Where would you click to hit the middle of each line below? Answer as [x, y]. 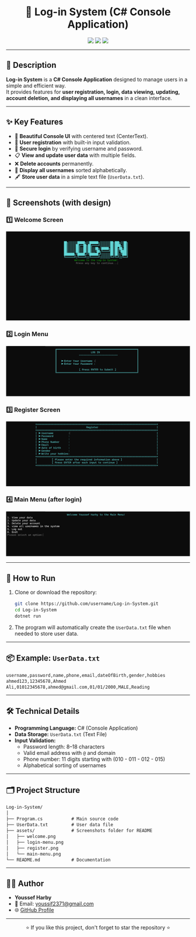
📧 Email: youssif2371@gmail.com [54, 904]
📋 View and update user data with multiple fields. [75, 155]
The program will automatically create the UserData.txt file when [92, 627]
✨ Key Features [34, 122]
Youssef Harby [33, 898]
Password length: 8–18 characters [64, 747]
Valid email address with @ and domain [69, 753]
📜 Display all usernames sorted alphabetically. [71, 170]
